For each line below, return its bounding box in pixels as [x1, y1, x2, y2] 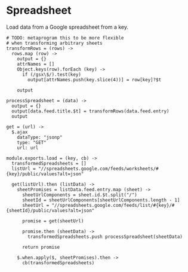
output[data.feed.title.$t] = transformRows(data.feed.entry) [11, 108, 169, 114]
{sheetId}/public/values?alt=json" [6, 207, 95, 213]
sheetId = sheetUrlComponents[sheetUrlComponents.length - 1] [21, 197, 180, 203]
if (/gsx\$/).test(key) [21, 71, 82, 78]
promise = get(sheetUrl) [21, 218, 84, 224]
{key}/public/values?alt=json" [6, 171, 84, 177]
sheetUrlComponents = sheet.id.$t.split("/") [21, 192, 137, 198]
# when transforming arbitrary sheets [6, 40, 103, 46]
